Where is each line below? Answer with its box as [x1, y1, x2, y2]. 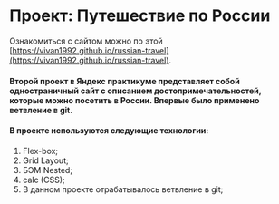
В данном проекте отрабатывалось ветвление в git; [22, 183, 224, 195]
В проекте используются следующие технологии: [9, 125, 209, 136]
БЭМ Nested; [22, 164, 73, 175]
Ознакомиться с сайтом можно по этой [9, 35, 163, 46]
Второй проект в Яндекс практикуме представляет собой [9, 75, 240, 86]
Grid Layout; [22, 155, 70, 166]
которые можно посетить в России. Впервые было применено [9, 94, 260, 105]
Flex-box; [22, 145, 59, 156]
